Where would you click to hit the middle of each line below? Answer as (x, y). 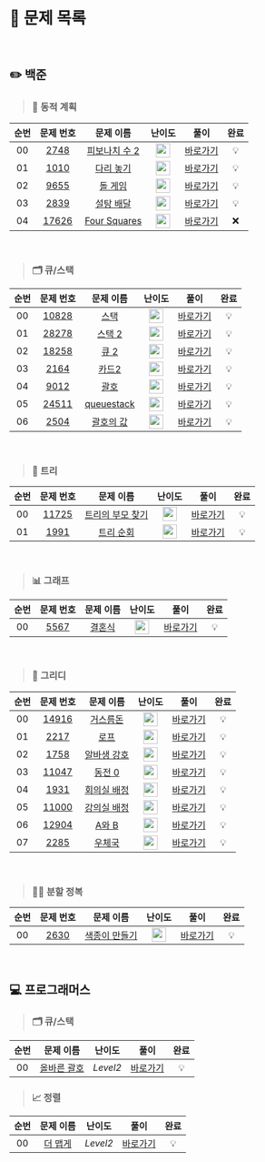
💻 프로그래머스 (50, 990)
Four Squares (113, 221)
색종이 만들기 (111, 935)
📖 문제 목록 (48, 19)
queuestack (110, 404)
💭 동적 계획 (54, 107)
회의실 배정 (107, 790)
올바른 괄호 (62, 1067)
